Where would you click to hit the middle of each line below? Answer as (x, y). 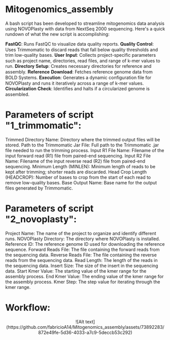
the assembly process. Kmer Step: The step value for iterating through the (83, 282)
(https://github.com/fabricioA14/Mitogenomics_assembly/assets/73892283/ (85, 327)
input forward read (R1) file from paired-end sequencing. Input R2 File (78, 156)
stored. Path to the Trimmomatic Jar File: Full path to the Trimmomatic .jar (82, 145)
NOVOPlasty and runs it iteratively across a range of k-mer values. (75, 83)
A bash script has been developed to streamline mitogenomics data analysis (85, 23)
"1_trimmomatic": (43, 126)
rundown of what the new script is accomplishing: (58, 34)
